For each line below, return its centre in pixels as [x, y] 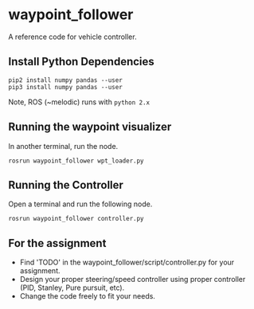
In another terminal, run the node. [63, 146]
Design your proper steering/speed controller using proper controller [133, 280]
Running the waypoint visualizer [90, 127]
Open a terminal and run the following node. [80, 204]
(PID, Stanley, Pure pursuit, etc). [72, 287]
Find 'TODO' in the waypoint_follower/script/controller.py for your [127, 262]
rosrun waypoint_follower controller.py [76, 219]
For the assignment [57, 243]
